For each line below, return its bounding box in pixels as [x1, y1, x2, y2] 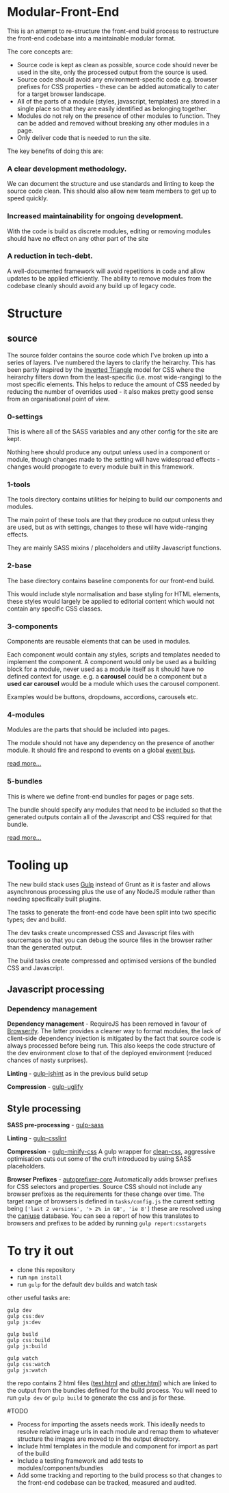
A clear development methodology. [7, 164, 127, 174]
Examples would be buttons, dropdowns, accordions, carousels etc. [7, 693, 198, 701]
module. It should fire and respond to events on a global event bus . [7, 746, 196, 755]
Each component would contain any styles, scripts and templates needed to [7, 650, 221, 659]
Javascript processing [7, 983, 105, 995]
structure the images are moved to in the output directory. [16, 1435, 180, 1443]
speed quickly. [7, 194, 49, 202]
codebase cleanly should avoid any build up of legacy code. [7, 281, 176, 290]
